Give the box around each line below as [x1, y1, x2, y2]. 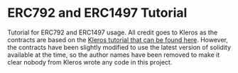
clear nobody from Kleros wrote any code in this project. [7, 58, 173, 66]
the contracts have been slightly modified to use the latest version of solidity [7, 43, 232, 51]
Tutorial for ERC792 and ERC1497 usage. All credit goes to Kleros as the [7, 28, 218, 36]
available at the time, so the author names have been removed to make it [7, 51, 220, 59]
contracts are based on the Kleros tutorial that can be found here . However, [7, 35, 229, 44]
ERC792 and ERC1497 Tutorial [7, 5, 188, 21]
